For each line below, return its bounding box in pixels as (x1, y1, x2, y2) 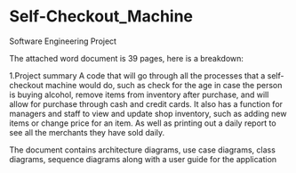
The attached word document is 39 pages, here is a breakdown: (9, 53, 244, 63)
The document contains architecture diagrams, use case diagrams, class (9, 144, 276, 155)
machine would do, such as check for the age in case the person (44, 79, 283, 90)
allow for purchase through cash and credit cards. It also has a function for (9, 98, 283, 109)
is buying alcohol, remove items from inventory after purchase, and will (9, 89, 269, 100)
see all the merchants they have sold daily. (9, 127, 165, 137)
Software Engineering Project (9, 36, 117, 46)
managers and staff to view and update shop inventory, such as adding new (9, 108, 287, 119)
